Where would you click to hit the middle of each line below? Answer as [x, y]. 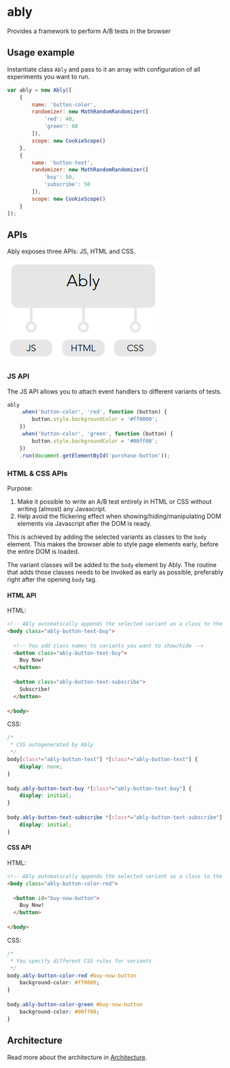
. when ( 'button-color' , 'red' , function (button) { [93, 412]
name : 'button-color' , [64, 105]
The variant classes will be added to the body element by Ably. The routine [112, 564]
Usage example [41, 53]
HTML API [22, 595]
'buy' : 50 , [59, 177]
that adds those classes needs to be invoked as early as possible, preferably [115, 572]
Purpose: [20, 488]
